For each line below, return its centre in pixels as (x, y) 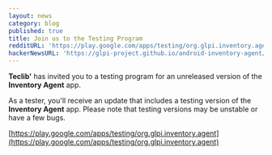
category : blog (34, 23)
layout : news (30, 16)
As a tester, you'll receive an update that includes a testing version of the (130, 101)
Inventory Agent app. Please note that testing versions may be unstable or (133, 109)
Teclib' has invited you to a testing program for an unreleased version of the (136, 76)
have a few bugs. (37, 117)
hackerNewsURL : (34, 53)
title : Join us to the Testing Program (76, 38)
